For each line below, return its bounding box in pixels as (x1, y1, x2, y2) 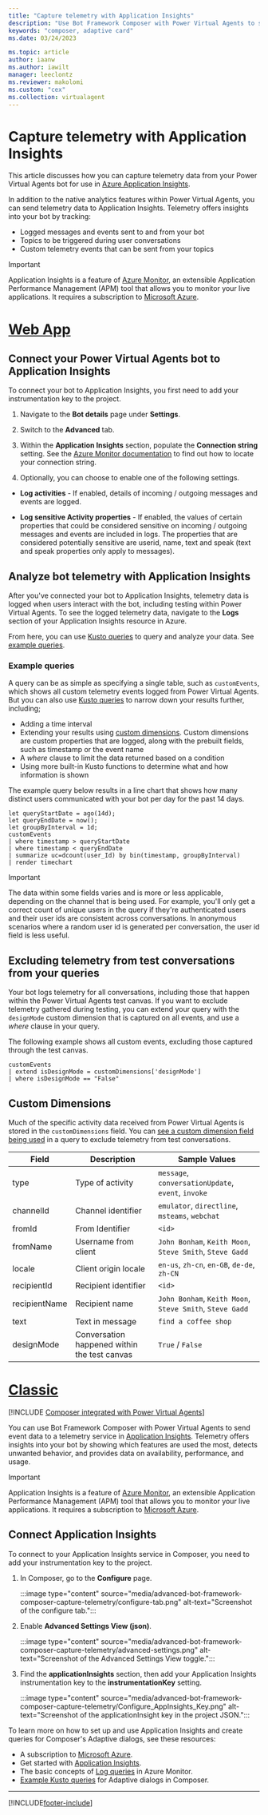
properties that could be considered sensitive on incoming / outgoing (19, 521, 247, 531)
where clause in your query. (8, 1021, 100, 1031)
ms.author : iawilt (8, 63, 69, 72)
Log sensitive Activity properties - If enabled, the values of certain (19, 512, 242, 522)
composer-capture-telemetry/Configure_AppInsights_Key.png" (19, 1702, 227, 1711)
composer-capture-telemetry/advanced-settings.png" (19, 1645, 198, 1654)
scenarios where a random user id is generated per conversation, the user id (8, 922, 260, 932)
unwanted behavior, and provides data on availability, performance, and (8, 1448, 245, 1458)
